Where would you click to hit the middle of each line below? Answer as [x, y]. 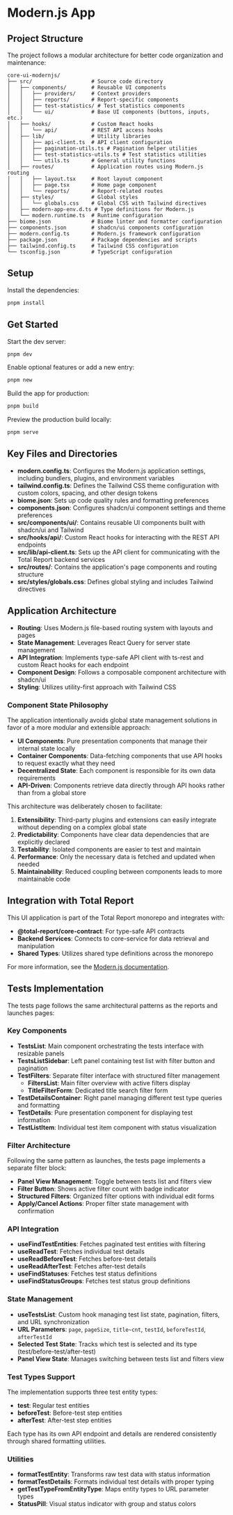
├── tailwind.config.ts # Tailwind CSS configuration [93, 246]
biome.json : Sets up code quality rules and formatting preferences [113, 500]
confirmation [35, 1211]
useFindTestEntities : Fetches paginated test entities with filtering [111, 1244]
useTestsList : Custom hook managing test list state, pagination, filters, [119, 1314]
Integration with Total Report [71, 901]
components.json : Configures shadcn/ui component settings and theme [121, 508]
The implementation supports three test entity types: [83, 1392]
